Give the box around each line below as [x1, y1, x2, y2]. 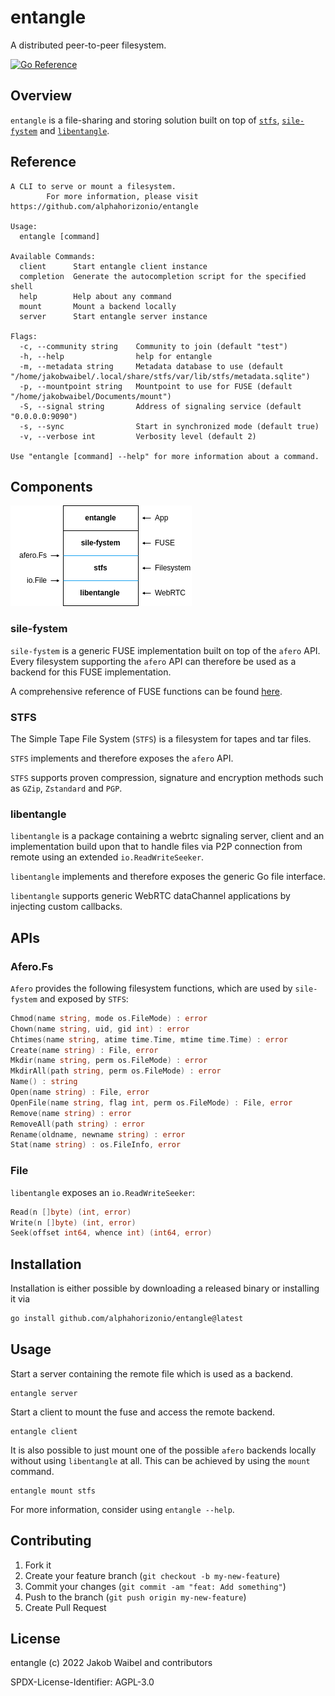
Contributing [10, 1532, 92, 1550]
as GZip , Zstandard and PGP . [10, 782, 123, 794]
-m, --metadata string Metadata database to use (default [19, 361, 284, 371]
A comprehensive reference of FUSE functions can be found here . [10, 685, 283, 697]
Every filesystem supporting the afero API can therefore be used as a [10, 655, 297, 667]
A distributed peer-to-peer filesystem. [10, 39, 167, 51]
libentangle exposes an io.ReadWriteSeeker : [10, 1186, 195, 1198]
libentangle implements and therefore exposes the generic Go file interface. [10, 871, 326, 883]
